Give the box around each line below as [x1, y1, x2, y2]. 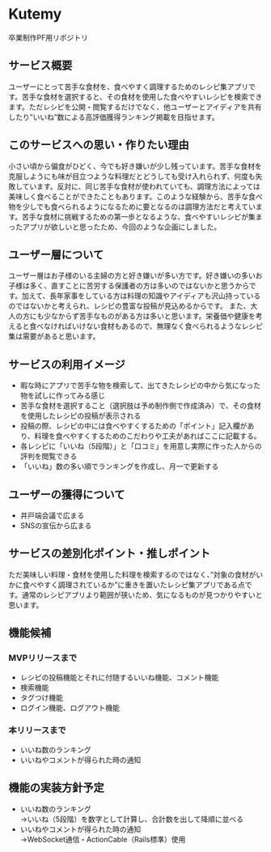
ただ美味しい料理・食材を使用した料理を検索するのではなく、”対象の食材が [8, 569, 256, 579]
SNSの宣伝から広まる [19, 521, 92, 530]
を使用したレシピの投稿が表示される [19, 411, 142, 421]
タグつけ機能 [19, 692, 63, 702]
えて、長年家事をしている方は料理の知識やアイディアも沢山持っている [28, 291, 261, 300]
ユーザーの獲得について [8, 488, 125, 501]
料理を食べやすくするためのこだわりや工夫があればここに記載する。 [34, 431, 261, 441]
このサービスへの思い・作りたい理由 [8, 138, 189, 152]
